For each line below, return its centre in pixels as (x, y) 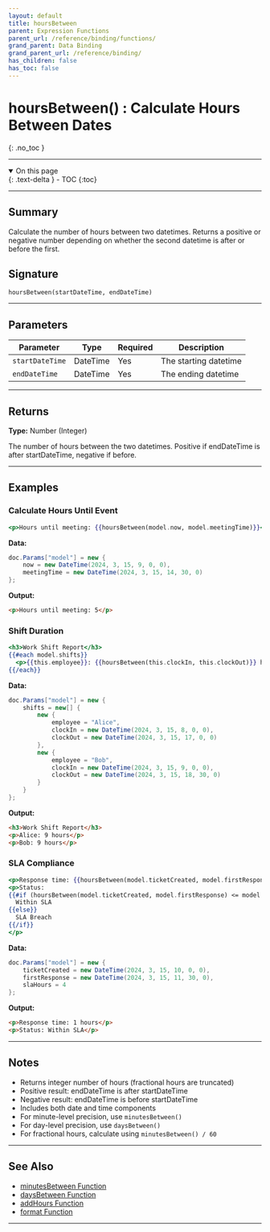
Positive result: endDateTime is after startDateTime (104, 1091)
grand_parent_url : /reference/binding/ (75, 53)
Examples (33, 488)
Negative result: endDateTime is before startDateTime (109, 1099)
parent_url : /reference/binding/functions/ (82, 38)
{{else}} (23, 910)
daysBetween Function (58, 1194)
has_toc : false (34, 68)
